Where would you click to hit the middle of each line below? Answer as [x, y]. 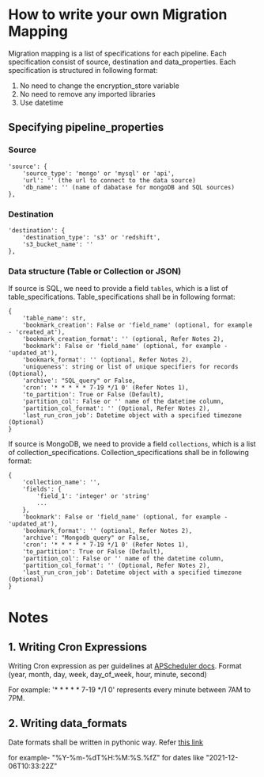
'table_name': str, [55, 319]
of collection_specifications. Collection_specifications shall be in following [128, 453]
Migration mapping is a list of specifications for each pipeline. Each [117, 53]
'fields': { [42, 489]
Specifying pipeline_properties [86, 127]
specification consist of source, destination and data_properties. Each [122, 62]
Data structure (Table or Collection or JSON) [95, 271]
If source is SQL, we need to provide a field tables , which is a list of [118, 289]
